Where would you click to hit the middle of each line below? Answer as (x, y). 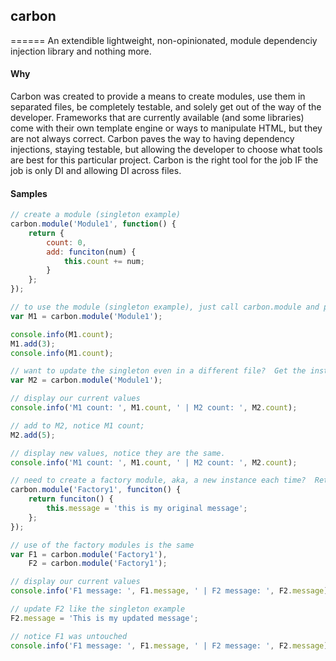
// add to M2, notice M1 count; (77, 425)
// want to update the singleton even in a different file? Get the (158, 371)
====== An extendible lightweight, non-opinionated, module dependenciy (164, 40)
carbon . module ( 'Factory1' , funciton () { (96, 490)
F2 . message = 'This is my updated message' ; (104, 618)
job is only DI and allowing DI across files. (96, 171)
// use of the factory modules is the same (102, 545)
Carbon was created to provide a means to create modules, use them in (158, 96)
